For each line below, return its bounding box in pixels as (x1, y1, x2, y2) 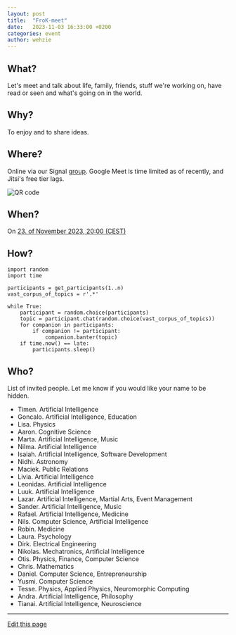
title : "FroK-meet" (7, 17, 68, 24)
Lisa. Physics (17, 420, 56, 428)
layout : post (7, 10, 46, 18)
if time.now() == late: (20, 340, 90, 347)
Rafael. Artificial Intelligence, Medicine (17, 510, 129, 518)
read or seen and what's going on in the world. (7, 89, 143, 97)
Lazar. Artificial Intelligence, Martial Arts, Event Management (17, 495, 193, 503)
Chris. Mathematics (17, 562, 74, 570)
